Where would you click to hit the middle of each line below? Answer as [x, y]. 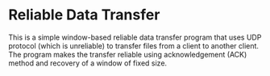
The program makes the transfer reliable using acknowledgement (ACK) [128, 54]
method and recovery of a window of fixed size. [88, 63]
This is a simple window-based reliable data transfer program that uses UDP [135, 37]
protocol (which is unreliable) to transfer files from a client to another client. [134, 45]
